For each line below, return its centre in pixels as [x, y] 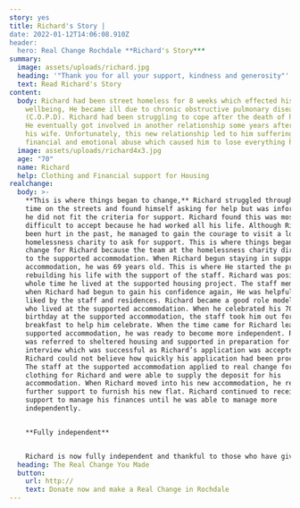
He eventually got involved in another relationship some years [147, 126]
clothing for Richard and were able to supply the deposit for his [153, 375]
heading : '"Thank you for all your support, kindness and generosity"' [154, 76]
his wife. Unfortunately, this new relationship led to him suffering [159, 134]
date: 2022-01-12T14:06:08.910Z [69, 34]
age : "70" [35, 159]
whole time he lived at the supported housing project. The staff [151, 284]
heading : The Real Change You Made [83, 465]
